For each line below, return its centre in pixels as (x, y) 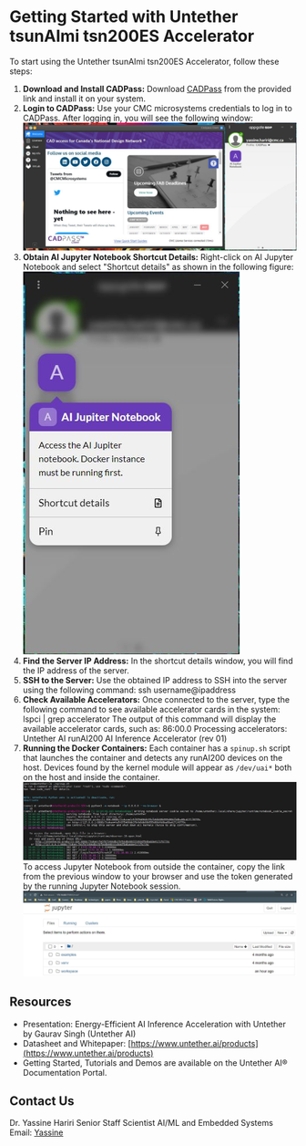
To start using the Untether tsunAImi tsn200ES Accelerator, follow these (144, 61)
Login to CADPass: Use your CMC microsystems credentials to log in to (158, 108)
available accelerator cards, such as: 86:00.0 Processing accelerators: (155, 729)
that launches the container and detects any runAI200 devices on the (153, 758)
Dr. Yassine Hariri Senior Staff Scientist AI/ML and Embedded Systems (141, 1123)
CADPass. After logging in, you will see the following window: (138, 118)
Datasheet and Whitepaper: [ (77, 1043)
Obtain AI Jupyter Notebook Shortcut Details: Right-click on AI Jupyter (158, 257)
